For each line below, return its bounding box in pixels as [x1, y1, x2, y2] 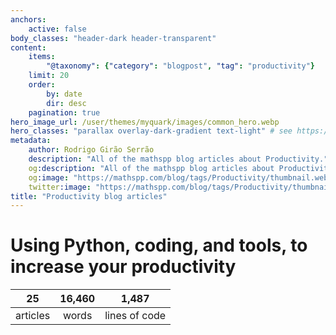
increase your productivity [10, 256, 237, 278]
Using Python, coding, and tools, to [10, 234, 308, 257]
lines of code [104, 309, 167, 323]
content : [10, 42, 47, 53]
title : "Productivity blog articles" [10, 191, 168, 201]
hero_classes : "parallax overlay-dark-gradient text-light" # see [10, 126, 293, 136]
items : [28, 52, 56, 62]
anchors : [10, 14, 47, 25]
